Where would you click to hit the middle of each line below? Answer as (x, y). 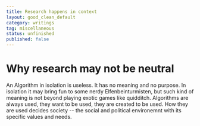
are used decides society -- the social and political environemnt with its (94, 110)
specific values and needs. (39, 116)
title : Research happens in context (51, 12)
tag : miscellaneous (30, 28)
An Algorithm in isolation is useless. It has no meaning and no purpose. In (96, 85)
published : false (28, 39)
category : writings (30, 23)
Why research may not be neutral (90, 69)
